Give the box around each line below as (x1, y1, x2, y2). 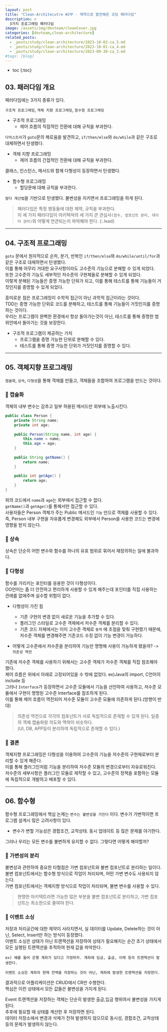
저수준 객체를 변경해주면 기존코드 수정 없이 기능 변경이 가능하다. (19, 632, 143, 638)
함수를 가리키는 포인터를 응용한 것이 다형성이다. (5, 580, 97, 586)
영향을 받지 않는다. (5, 521, 41, 528)
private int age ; (14, 422, 50, 427)
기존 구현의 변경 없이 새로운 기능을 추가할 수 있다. (19, 614, 115, 620)
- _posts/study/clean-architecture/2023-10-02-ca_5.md (9, 40, 126, 45)
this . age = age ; (23, 441, 57, 446)
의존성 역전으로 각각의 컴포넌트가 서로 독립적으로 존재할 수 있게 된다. (17, 713, 150, 719)
